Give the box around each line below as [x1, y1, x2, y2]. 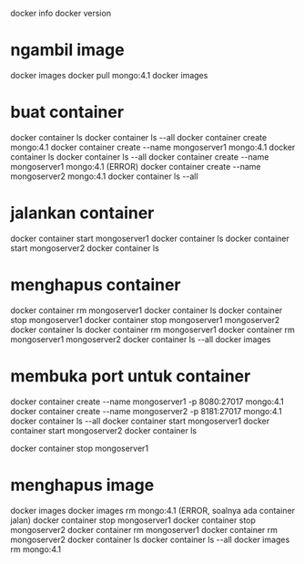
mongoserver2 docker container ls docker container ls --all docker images [10, 534, 290, 545]
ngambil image [10, 40, 126, 60]
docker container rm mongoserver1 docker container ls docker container [10, 305, 283, 316]
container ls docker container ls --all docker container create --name [10, 151, 269, 162]
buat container [10, 102, 125, 122]
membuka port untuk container [10, 365, 251, 386]
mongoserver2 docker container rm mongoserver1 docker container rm [10, 524, 279, 535]
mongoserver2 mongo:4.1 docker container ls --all [10, 171, 198, 182]
